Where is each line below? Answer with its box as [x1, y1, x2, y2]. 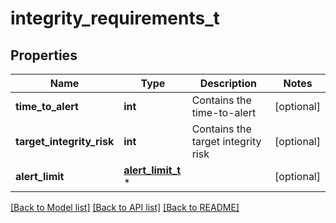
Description [199, 77, 258, 90]
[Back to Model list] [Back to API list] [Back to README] [10, 202, 240, 213]
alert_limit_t [123, 163, 182, 177]
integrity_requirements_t [10, 7, 220, 30]
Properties [10, 47, 78, 64]
